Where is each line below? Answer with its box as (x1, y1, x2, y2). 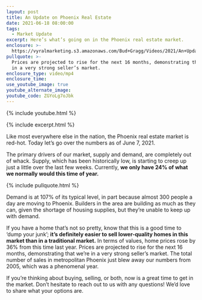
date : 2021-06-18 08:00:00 (6, 20, 74, 26)
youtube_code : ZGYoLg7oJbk (6, 93, 74, 99)
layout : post (6, 8, 39, 15)
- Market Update (11, 31, 52, 37)
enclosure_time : (6, 76, 47, 82)
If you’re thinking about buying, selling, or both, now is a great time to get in (6, 274, 194, 281)
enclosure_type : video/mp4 (6, 70, 74, 77)
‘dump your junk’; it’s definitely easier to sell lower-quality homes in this (6, 230, 188, 238)
